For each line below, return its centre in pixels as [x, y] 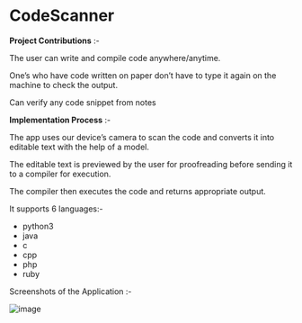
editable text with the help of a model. [80, 147]
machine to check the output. [64, 85]
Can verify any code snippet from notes [83, 102]
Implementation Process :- [60, 120]
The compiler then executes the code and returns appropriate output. [138, 191]
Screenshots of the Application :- [71, 291]
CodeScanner [62, 16]
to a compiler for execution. [60, 174]
